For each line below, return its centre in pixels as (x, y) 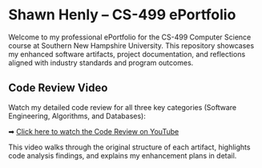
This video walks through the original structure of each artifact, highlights (129, 147)
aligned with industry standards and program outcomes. (101, 63)
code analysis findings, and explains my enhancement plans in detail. (123, 155)
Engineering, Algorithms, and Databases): (77, 116)
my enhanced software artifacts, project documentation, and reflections (127, 54)
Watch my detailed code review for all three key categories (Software (123, 107)
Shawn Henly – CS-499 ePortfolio (122, 15)
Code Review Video (58, 88)
